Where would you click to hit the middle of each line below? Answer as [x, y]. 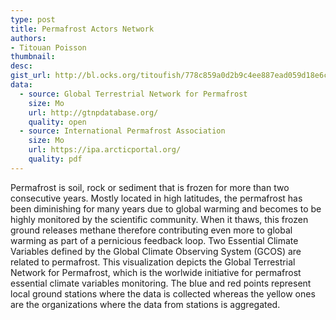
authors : [28, 38]
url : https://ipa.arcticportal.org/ [105, 150]
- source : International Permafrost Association [122, 131]
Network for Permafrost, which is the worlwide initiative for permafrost [156, 272]
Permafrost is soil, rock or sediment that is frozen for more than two [150, 187]
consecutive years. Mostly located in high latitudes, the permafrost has [156, 198]
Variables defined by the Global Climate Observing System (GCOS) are [156, 251]
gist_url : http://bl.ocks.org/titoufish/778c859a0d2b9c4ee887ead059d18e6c [169, 76]
